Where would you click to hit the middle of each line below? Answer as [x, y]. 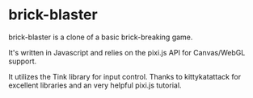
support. [23, 61]
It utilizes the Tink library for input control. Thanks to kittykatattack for [124, 76]
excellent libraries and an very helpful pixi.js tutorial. [95, 85]
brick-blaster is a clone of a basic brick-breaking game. [101, 37]
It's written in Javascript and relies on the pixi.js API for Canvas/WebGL [127, 52]
